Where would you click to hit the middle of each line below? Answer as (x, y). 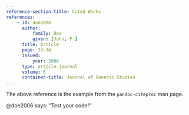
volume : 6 (34, 72)
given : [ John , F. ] (55, 39)
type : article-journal (49, 66)
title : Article (40, 45)
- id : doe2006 (34, 22)
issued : (31, 55)
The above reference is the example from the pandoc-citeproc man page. (95, 94)
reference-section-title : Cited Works (54, 11)
